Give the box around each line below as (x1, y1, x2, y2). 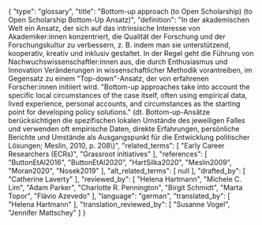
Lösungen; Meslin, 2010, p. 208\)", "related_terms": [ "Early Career (8, 141, 225, 150)
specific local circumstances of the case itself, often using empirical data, (8, 91, 248, 99)
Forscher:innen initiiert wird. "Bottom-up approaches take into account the (8, 82, 250, 92)
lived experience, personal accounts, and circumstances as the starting (8, 99, 241, 108)
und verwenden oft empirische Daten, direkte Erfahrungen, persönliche (8, 124, 240, 133)
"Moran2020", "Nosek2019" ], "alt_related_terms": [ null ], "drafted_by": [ (8, 166, 246, 175)
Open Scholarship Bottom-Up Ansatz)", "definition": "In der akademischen (8, 15, 250, 24)
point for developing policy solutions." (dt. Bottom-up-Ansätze (8, 107, 211, 117)
